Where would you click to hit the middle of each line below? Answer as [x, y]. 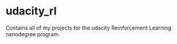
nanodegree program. [33, 34]
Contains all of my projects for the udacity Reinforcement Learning [88, 28]
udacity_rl [31, 11]
